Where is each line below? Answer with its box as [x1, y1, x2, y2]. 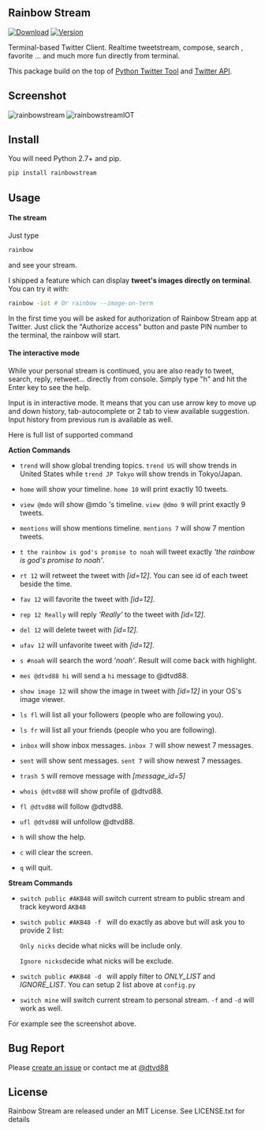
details [8, 1115, 30, 1124]
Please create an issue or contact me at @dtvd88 [8, 1062, 170, 1072]
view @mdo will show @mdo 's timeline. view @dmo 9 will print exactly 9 [19, 499, 246, 509]
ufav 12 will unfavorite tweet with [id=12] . [19, 640, 155, 650]
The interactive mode [8, 348, 80, 358]
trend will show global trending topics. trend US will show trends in [19, 460, 237, 470]
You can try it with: [8, 283, 69, 293]
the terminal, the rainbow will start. [8, 330, 121, 340]
